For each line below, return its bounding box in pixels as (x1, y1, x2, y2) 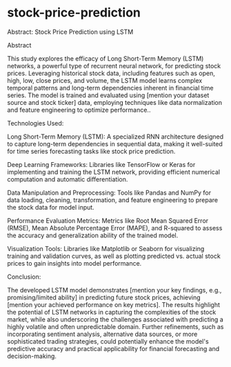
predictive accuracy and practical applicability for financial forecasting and (7, 344, 220, 353)
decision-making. (7, 352, 57, 360)
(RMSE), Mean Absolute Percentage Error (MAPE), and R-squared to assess (7, 224, 223, 232)
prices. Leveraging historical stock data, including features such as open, (7, 69, 216, 77)
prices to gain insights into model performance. (7, 259, 142, 267)
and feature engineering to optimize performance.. (7, 106, 151, 114)
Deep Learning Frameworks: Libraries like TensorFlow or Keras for (7, 160, 196, 168)
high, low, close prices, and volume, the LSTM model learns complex (7, 76, 203, 84)
